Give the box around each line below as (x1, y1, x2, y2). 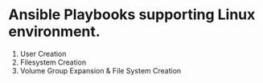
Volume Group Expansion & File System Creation (19, 65, 182, 75)
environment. (8, 22, 101, 41)
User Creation (19, 49, 67, 58)
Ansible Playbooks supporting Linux (8, 6, 256, 24)
